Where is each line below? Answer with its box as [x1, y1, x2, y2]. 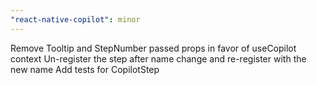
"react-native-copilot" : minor [10, 14, 141, 25]
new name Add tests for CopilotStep [10, 63, 160, 75]
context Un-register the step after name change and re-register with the [10, 52, 307, 65]
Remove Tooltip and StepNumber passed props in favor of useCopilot [10, 42, 297, 54]
